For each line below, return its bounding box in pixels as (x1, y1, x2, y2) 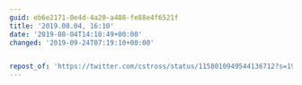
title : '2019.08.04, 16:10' (9, 21, 115, 30)
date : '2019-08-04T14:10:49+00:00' (9, 30, 143, 38)
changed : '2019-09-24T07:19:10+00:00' (9, 38, 155, 47)
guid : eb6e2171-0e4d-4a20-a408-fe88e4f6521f (9, 13, 179, 22)
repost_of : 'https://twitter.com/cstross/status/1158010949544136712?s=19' (9, 62, 299, 72)
